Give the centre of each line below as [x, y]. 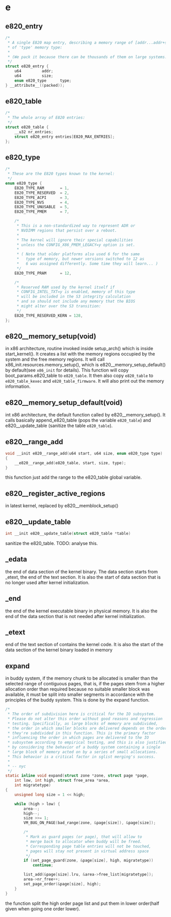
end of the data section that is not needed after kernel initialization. [76, 616]
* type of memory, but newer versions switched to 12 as [80, 259]
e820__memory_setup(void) [51, 336]
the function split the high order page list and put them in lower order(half [82, 903]
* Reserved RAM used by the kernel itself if [66, 287]
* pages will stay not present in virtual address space [87, 851]
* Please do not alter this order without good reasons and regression [85, 718]
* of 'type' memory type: [35, 47]
